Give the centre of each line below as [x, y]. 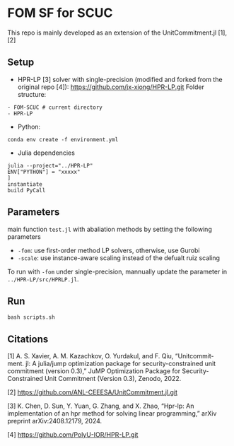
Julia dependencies [46, 153]
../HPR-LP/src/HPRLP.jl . [43, 279]
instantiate [25, 184]
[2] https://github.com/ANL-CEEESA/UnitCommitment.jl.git [93, 392]
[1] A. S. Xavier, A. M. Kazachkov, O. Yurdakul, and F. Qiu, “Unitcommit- [111, 356]
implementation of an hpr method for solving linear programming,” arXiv [112, 413]
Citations [28, 339]
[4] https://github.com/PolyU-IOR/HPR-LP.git [73, 435]
